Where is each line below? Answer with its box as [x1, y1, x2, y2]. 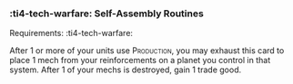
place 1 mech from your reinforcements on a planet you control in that [9, 55, 271, 66]
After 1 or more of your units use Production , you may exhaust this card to [9, 45, 285, 56]
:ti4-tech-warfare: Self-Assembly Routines [9, 7, 205, 20]
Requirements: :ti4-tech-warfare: [9, 28, 134, 39]
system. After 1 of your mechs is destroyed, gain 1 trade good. [9, 64, 242, 75]
